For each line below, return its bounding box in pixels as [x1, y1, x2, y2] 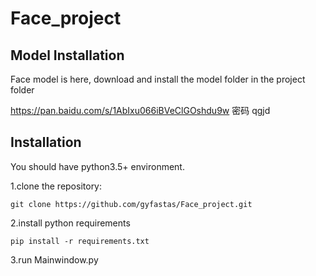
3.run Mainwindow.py [10, 253, 99, 266]
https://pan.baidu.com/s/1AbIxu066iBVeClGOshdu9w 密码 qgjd [10, 105, 271, 116]
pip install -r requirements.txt [10, 236, 150, 246]
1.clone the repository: [10, 180, 103, 192]
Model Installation [10, 47, 125, 64]
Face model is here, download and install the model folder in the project [10, 73, 306, 85]
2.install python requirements [10, 217, 131, 229]
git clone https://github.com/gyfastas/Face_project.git [10, 199, 253, 209]
